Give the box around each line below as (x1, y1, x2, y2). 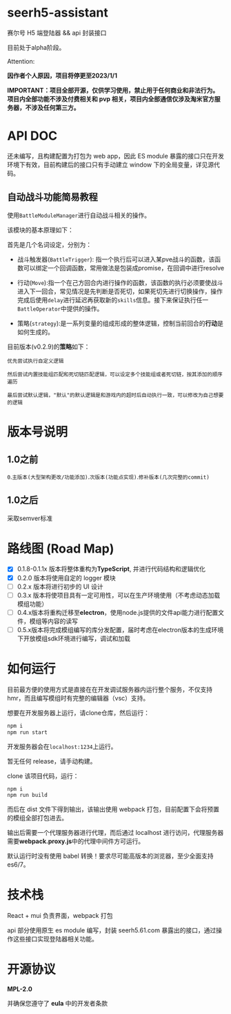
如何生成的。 (17, 327, 54, 336)
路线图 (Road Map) (7, 541, 114, 556)
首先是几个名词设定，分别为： (7, 240, 92, 248)
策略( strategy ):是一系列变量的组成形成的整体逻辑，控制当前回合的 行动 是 (17, 319, 224, 327)
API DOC (7, 128, 58, 144)
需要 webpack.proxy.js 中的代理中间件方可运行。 (7, 837, 145, 845)
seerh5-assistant (7, 5, 109, 21)
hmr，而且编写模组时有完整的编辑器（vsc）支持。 (7, 694, 150, 702)
